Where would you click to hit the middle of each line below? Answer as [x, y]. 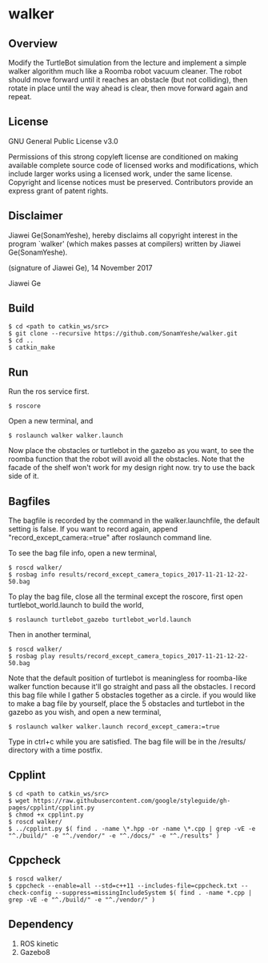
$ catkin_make [32, 348]
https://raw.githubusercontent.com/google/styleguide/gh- [132, 800]
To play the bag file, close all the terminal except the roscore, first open [126, 596]
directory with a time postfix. [55, 750]
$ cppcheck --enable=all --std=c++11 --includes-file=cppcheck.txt [123, 885]
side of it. [24, 476]
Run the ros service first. [49, 391]
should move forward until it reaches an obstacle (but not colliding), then [128, 80]
